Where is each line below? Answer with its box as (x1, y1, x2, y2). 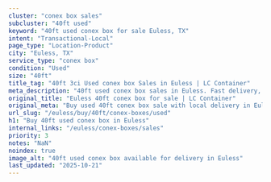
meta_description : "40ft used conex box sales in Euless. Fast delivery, (8, 86, 262, 95)
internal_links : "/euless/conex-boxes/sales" (8, 124, 164, 132)
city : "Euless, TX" (8, 49, 74, 57)
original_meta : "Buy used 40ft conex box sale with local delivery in (8, 101, 251, 110)
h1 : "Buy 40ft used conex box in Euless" (8, 117, 150, 125)
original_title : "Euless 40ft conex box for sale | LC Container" (8, 94, 236, 102)
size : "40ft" (8, 72, 52, 80)
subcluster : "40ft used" (8, 19, 92, 27)
